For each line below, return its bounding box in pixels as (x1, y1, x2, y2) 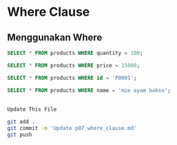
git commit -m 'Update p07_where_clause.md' (7, 124, 137, 131)
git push (7, 131, 32, 138)
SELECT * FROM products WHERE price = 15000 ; (7, 62, 140, 69)
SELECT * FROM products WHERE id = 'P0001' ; (7, 74, 137, 81)
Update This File (7, 106, 57, 113)
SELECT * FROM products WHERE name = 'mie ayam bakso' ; (7, 87, 171, 93)
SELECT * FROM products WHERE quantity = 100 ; (7, 49, 143, 56)
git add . (7, 118, 36, 125)
